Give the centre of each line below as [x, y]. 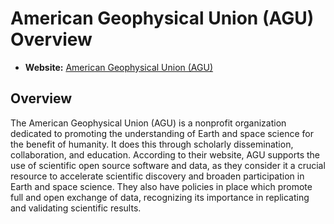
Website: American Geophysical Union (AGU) [119, 67]
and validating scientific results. [76, 208]
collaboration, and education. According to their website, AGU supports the [165, 154]
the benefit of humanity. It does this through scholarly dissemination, [152, 144]
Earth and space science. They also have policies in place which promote [161, 186]
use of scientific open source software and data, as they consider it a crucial [168, 165]
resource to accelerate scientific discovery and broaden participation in [157, 176]
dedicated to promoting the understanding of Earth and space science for [162, 133]
